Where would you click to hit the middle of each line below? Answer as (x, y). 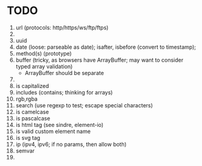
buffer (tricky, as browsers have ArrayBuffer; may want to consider (99, 60)
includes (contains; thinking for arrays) (64, 92)
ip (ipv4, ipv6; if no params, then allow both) (71, 144)
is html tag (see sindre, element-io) (60, 125)
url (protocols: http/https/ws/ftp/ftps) (62, 27)
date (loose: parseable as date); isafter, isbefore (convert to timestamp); (106, 47)
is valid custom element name (53, 131)
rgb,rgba (27, 99)
